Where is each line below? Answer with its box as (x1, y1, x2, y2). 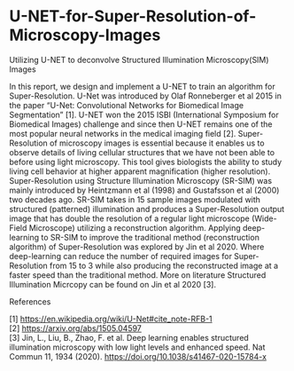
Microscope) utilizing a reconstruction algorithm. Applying (28, 222, 241, 233)
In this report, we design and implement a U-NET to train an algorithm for (9, 81, 276, 91)
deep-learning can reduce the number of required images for (9, 250, 233, 261)
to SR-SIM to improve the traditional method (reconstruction (41, 232, 259, 242)
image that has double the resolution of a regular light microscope (9, 213, 250, 224)
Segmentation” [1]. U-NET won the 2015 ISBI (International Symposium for (9, 109, 279, 120)
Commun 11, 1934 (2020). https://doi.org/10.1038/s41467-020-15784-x (9, 351, 267, 361)
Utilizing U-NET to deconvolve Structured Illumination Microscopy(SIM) (9, 54, 269, 65)
